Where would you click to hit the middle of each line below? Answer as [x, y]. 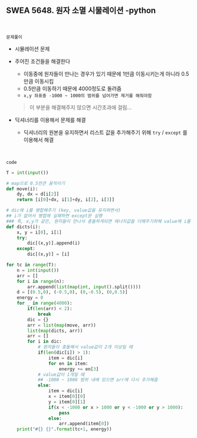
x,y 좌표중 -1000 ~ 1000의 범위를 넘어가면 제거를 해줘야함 [88, 95]
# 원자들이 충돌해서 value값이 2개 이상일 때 [85, 347]
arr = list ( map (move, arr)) [62, 325]
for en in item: [68, 363]
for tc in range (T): [32, 265]
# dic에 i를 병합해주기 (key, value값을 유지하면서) [63, 210]
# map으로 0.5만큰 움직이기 [36, 183]
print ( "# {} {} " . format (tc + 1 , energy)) [64, 429]
